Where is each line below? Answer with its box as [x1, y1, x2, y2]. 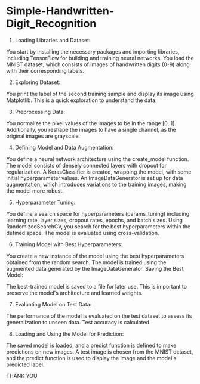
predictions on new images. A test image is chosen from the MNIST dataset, [6, 348, 193, 355]
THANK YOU [6, 372, 38, 379]
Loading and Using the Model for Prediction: [14, 330, 124, 337]
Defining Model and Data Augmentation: [14, 144, 114, 151]
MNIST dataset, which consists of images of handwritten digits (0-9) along [6, 61, 190, 68]
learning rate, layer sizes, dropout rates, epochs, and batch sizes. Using [6, 216, 183, 224]
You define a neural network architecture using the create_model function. [6, 155, 189, 162]
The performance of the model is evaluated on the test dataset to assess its [6, 312, 192, 320]
